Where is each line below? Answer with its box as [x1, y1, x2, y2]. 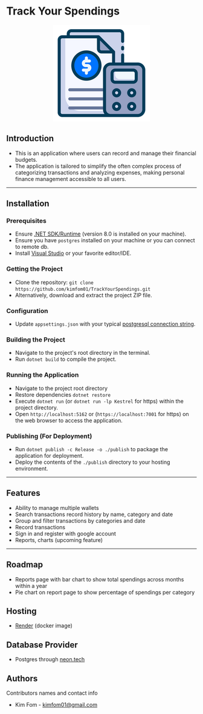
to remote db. [14, 243, 50, 251]
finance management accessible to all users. [14, 175, 127, 182]
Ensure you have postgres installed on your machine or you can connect [14, 237, 195, 244]
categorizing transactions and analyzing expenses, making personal [14, 168, 185, 176]
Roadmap [6, 560, 43, 570]
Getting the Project [6, 265, 63, 273]
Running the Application [6, 371, 79, 379]
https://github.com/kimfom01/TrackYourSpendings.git [14, 286, 151, 292]
